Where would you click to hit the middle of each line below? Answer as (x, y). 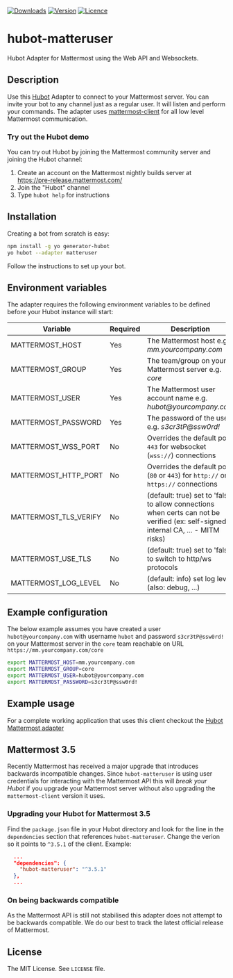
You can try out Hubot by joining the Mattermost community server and (109, 152)
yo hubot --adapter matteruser (52, 253)
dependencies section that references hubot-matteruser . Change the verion (114, 836)
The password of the (181, 418)
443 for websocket (176, 447)
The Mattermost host (181, 341)
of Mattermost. (28, 930)
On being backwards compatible (63, 900)
